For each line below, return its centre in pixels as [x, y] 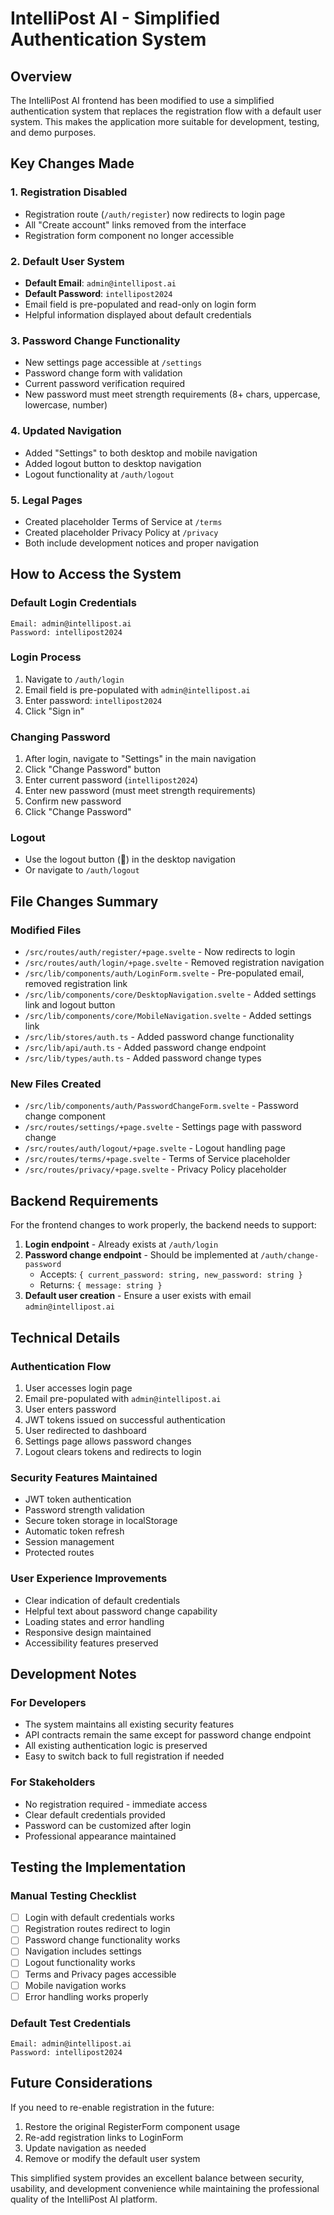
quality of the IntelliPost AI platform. [84, 2199]
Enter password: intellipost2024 [93, 700]
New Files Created [56, 1084]
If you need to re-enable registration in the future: [112, 2107]
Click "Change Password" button [93, 769]
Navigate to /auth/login [74, 679]
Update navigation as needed [85, 2148]
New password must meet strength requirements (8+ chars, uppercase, [172, 394]
